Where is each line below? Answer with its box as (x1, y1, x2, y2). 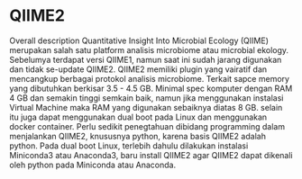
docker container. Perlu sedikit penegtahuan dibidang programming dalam (9, 121, 286, 131)
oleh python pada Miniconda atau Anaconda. (9, 159, 177, 170)
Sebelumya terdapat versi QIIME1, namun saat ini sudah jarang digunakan (9, 54, 282, 65)
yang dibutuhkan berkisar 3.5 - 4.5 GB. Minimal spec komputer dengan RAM (9, 83, 293, 94)
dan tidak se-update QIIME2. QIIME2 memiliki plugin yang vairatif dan (9, 64, 268, 75)
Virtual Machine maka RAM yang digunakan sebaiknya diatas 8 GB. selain (9, 102, 283, 112)
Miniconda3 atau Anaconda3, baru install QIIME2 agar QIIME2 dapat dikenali (9, 149, 293, 160)
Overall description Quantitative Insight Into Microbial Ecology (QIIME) (9, 35, 269, 46)
